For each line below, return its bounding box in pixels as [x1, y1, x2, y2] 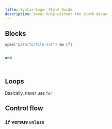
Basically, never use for [5, 90, 53, 96]
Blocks [5, 29, 26, 38]
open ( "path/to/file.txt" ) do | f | [5, 42, 73, 47]
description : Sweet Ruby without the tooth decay [5, 12, 108, 16]
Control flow [5, 104, 44, 113]
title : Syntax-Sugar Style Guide [5, 7, 73, 12]
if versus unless [5, 119, 45, 126]
